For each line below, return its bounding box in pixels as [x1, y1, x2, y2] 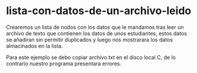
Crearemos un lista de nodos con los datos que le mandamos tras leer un [6, 24, 184, 31]
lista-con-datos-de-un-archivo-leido [6, 4, 192, 18]
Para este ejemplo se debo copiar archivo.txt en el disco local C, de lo [6, 54, 176, 61]
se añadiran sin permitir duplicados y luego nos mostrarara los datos [6, 36, 173, 43]
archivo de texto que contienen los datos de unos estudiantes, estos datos [6, 29, 188, 36]
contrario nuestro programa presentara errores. [6, 60, 122, 67]
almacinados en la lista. [6, 42, 63, 49]
